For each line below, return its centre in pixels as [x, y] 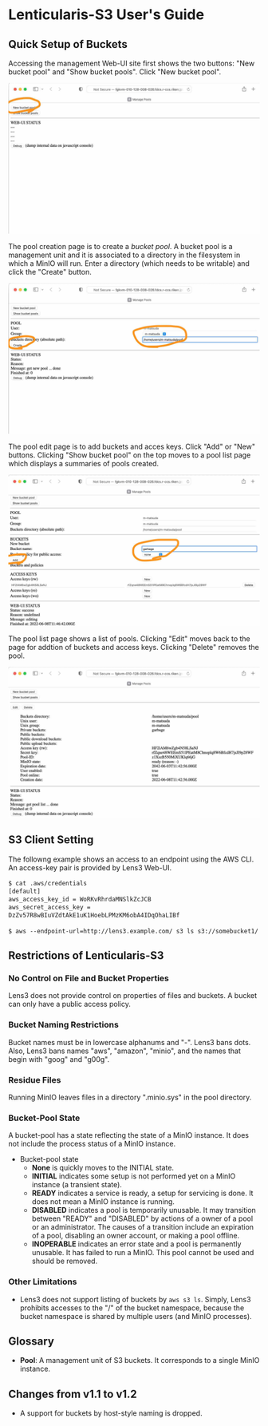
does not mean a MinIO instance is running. [103, 1202]
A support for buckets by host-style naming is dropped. [111, 1413]
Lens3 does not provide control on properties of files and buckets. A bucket [133, 996]
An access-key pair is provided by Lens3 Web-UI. [90, 867]
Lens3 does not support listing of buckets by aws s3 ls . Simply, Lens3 [135, 1299]
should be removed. [65, 1261]
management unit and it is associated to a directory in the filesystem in [124, 255]
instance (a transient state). [77, 1185]
